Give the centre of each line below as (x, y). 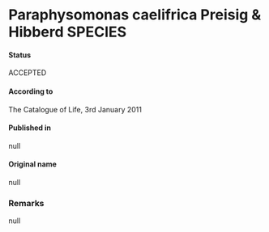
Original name (32, 164)
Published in (30, 128)
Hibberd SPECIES (68, 32)
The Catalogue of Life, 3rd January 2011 (75, 109)
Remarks (26, 203)
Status (20, 55)
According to (31, 91)
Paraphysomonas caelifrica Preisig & (135, 15)
